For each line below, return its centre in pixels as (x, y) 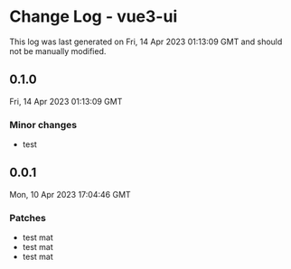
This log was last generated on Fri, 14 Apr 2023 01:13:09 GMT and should (146, 42)
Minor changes (43, 125)
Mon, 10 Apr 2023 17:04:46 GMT (70, 194)
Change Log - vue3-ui (94, 17)
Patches (28, 218)
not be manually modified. (58, 51)
